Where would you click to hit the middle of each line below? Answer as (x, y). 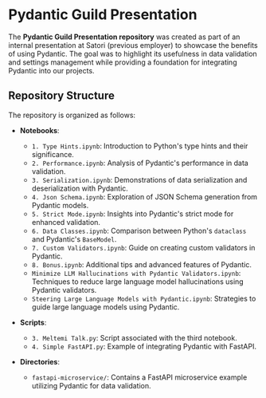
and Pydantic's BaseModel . (74, 239)
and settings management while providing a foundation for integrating (123, 62)
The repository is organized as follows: (72, 115)
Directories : (39, 361)
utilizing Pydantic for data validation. (91, 385)
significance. (53, 154)
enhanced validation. (66, 222)
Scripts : (33, 322)
